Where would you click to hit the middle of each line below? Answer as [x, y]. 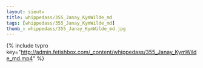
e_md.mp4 [20, 58]
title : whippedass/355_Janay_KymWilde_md [59, 17]
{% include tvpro [27, 46]
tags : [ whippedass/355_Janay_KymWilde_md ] [61, 23]
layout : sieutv [25, 12]
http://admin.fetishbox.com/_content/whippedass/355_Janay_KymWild [109, 52]
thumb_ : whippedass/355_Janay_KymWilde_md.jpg [66, 29]
